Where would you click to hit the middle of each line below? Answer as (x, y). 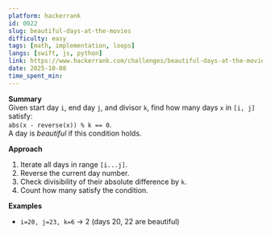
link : (17, 61)
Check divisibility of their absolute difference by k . (103, 182)
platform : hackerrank (45, 16)
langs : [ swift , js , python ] (56, 53)
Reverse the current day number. (75, 173)
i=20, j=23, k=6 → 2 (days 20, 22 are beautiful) (100, 221)
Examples (25, 206)
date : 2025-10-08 (38, 69)
